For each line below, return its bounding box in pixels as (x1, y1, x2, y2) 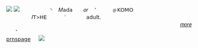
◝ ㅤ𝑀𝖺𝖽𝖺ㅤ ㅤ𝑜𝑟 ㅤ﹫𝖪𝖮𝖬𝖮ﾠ (50, 6, 139, 13)
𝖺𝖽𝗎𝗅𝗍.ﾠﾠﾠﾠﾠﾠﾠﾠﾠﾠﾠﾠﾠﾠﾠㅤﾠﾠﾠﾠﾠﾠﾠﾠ (86, 13, 192, 20)
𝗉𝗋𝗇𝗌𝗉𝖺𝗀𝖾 (6, 36, 31, 42)
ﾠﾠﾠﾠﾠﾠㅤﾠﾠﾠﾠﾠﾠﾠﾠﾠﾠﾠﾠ (6, 21, 122, 28)
